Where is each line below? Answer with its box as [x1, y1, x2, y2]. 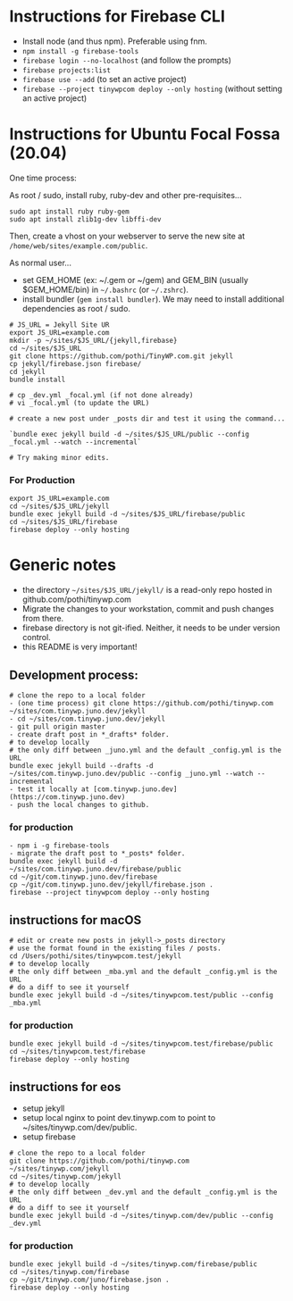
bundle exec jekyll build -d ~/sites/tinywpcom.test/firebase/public [9, 1039, 274, 1048]
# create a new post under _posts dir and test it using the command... [9, 413, 286, 423]
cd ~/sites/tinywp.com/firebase [9, 1268, 130, 1277]
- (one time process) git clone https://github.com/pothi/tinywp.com [9, 698, 274, 707]
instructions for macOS [9, 913, 142, 928]
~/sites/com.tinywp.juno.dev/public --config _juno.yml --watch [9, 769, 254, 778]
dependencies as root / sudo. [21, 303, 131, 313]
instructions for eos [9, 1079, 121, 1095]
